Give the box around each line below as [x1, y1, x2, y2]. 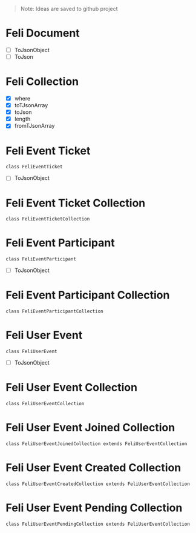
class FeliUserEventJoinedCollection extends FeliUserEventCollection [5, 441, 188, 447]
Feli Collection [5, 75, 79, 88]
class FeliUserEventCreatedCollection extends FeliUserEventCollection [5, 481, 190, 487]
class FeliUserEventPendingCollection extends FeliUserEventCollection [5, 521, 190, 527]
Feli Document [5, 27, 80, 40]
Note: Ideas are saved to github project [20, 5, 118, 12]
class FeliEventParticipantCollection [5, 308, 103, 314]
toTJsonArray [14, 102, 48, 109]
